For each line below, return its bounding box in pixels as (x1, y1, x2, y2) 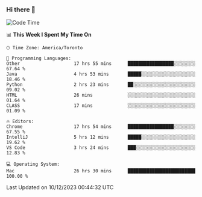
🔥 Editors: (6, 118, 34, 125)
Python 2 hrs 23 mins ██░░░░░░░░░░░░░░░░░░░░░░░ (6, 82, 196, 88)
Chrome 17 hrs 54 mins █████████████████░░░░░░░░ (6, 124, 196, 130)
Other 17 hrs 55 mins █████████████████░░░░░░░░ (6, 61, 196, 67)
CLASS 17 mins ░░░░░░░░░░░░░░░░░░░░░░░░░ (6, 103, 196, 109)
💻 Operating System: (6, 162, 60, 168)
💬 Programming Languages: (6, 55, 71, 62)
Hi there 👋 (6, 5, 36, 14)
